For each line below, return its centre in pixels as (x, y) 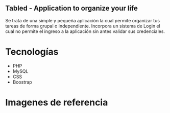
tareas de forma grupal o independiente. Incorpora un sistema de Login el (83, 26)
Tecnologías (32, 52)
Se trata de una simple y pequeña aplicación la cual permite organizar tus (82, 20)
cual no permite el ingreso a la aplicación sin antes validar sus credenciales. (85, 31)
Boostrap (22, 82)
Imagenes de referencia (57, 102)
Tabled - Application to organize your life (71, 8)
